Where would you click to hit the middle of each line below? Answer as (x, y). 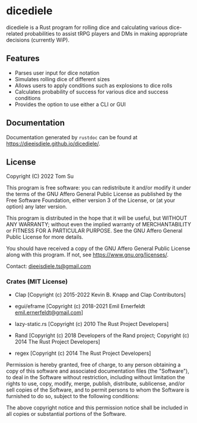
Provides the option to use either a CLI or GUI (70, 104)
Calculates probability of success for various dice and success (91, 92)
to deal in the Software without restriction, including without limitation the (96, 377)
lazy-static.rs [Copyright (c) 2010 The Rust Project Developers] (92, 323)
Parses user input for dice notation (57, 73)
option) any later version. (36, 207)
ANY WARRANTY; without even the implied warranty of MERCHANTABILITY (99, 225)
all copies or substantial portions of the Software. (66, 414)
